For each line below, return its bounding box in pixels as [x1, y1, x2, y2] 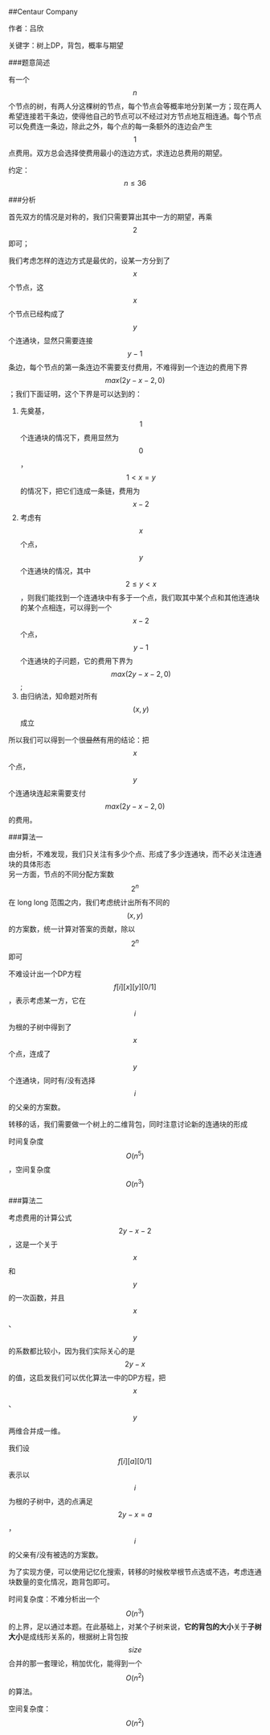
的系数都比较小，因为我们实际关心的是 [8, 1346, 135, 1355]
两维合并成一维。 [8, 1426, 65, 1436]
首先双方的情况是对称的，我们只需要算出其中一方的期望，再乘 [8, 212, 213, 221]
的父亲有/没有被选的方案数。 [8, 1549, 103, 1560]
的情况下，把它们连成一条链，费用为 [19, 486, 141, 496]
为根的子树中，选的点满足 [8, 1496, 93, 1506]
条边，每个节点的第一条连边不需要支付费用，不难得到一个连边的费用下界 [8, 362, 247, 372]
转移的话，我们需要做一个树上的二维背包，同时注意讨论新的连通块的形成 [8, 1119, 247, 1129]
